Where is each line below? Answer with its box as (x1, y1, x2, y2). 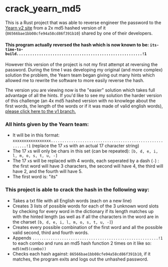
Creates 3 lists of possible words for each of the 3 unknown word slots (12, 203, 159, 209)
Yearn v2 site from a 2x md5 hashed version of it (5, 24, 106, 30)
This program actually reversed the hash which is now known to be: (5, 41, 149, 47)
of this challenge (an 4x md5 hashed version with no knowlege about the (5, 98, 156, 104)
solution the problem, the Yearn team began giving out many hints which (5, 72, 155, 78)
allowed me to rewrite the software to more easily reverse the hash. (5, 77, 144, 83)
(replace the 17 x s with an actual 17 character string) (32, 143, 139, 149)
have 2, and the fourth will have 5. (12, 168, 83, 174)
